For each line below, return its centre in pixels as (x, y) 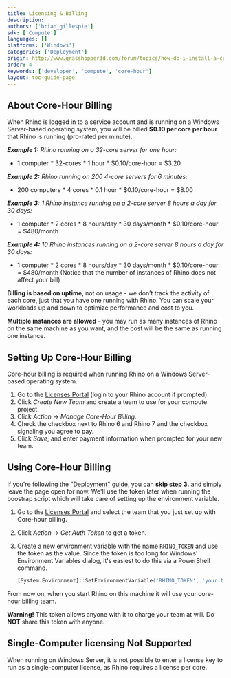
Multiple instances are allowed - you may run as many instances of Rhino (112, 321)
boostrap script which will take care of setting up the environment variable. (113, 498)
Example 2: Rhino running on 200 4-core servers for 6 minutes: (97, 177)
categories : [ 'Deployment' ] (47, 52)
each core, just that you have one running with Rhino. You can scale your (111, 301)
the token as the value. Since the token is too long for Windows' (107, 553)
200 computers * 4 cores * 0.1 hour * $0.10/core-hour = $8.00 (105, 190)
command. (32, 568)
